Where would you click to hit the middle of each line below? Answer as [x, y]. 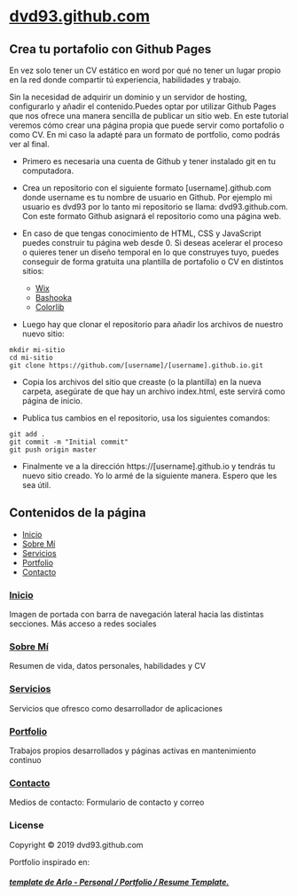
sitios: [33, 271]
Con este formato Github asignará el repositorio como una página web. [152, 216]
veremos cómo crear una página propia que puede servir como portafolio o [147, 125]
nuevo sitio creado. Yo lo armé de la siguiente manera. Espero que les [149, 476]
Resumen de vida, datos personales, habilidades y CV [108, 666]
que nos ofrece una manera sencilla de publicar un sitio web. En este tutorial [149, 116]
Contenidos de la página [78, 513]
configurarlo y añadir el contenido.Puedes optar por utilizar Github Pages [143, 106]
